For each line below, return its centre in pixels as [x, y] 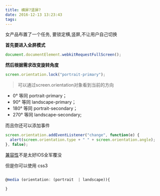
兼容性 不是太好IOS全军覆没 [34, 154]
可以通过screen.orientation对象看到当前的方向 [66, 85]
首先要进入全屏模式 [25, 45]
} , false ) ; [17, 144]
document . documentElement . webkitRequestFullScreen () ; [63, 55]
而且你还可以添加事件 [27, 126]
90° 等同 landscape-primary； [44, 102]
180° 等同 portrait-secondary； [45, 108]
